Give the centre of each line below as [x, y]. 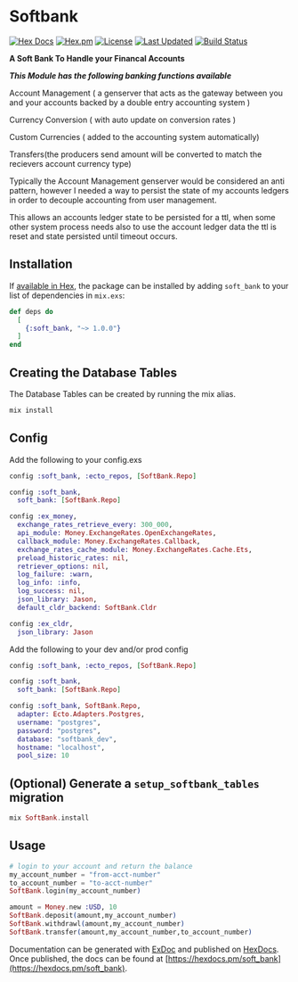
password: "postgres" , [59, 730]
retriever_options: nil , [63, 566]
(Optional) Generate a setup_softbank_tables [134, 784]
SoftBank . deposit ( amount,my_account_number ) [93, 916]
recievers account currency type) [70, 163]
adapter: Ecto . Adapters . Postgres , [81, 714]
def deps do [31, 311]
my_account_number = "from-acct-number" [85, 875]
